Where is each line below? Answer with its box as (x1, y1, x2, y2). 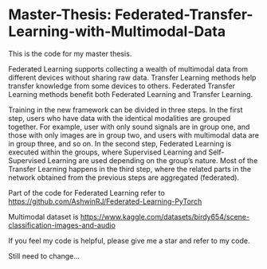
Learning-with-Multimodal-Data (8, 22, 226, 41)
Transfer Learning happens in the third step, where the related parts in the (8, 164, 252, 173)
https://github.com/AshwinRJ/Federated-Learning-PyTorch (8, 197, 202, 206)
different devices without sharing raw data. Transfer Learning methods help (8, 72, 257, 82)
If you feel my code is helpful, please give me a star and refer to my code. (8, 236, 250, 245)
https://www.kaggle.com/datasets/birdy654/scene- (80, 212, 249, 221)
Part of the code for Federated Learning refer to (8, 188, 165, 197)
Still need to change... (8, 251, 80, 260)
